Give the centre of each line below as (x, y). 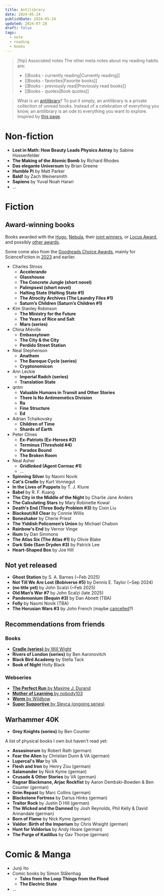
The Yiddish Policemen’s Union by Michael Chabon (65, 524)
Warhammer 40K (32, 719)
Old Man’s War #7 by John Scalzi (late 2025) (58, 593)
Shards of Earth (36, 429)
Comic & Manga (38, 855)
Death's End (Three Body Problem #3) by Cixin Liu (64, 508)
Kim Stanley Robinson (34, 308)
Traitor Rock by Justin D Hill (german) (51, 803)
